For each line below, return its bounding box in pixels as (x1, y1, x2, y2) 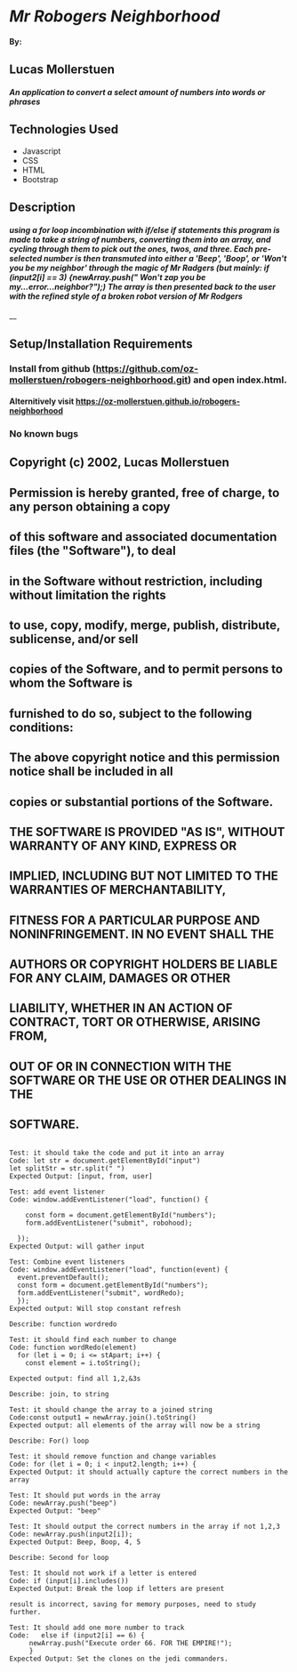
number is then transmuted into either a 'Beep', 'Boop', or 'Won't (43, 253, 287, 263)
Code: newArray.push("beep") (9, 1499, 117, 1507)
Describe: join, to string (9, 1389, 109, 1398)
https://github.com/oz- (95, 363, 198, 375)
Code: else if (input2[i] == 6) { (9, 1630, 145, 1640)
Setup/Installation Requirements (9, 336, 193, 351)
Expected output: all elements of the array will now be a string (9, 1420, 261, 1429)
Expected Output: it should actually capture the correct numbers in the (9, 1467, 289, 1476)
